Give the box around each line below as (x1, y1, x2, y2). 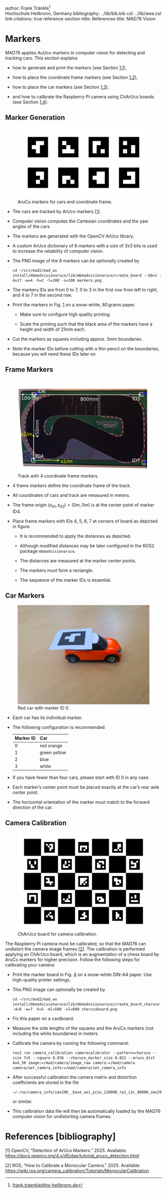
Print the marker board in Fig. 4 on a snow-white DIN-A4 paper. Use (12, 971, 152, 977)
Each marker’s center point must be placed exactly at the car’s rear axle (12, 784, 160, 790)
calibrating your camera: (5, 961, 56, 967)
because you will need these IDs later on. (12, 351, 97, 357)
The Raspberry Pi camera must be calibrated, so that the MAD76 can (5, 941, 147, 947)
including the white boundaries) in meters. (12, 1030, 99, 1036)
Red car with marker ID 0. (17, 705, 70, 711)
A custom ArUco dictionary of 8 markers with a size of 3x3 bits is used (12, 242, 158, 248)
